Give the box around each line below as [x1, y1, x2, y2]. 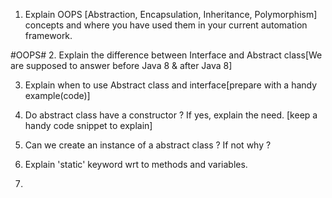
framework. [24, 30, 73, 41]
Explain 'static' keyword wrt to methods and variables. [24, 159, 248, 170]
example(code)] [24, 90, 91, 101]
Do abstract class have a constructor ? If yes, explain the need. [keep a [24, 109, 318, 121]
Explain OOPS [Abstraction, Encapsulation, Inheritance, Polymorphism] [24, 9, 318, 20]
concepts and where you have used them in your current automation [24, 19, 308, 31]
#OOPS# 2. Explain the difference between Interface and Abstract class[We [10, 49, 323, 61]
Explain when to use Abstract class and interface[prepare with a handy [24, 79, 318, 91]
